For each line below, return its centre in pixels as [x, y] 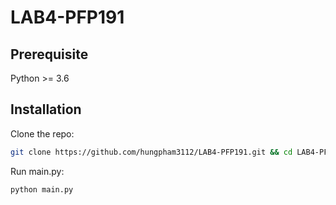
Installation [46, 109]
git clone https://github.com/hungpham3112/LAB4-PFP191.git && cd [151, 152]
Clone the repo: [42, 133]
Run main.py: [37, 171]
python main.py [42, 189]
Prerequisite [49, 54]
